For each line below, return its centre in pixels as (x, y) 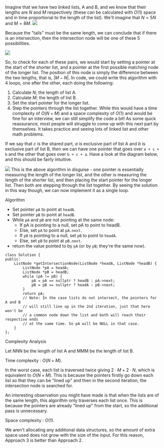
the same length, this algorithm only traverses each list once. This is (74, 400)
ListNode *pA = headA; (46, 268)
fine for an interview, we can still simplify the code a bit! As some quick (84, 118)
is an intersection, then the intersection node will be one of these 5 (73, 38)
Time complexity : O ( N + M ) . (34, 360)
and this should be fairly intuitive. (39, 159)
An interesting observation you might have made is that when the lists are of (82, 395)
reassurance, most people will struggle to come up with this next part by (85, 124)
